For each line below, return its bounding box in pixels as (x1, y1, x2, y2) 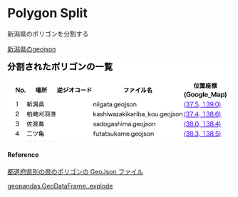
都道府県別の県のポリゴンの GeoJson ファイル (7, 167, 144, 176)
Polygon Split (7, 5, 88, 21)
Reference (7, 151, 39, 159)
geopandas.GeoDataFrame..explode (7, 181, 113, 190)
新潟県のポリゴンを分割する (7, 29, 89, 38)
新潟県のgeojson (7, 44, 56, 53)
